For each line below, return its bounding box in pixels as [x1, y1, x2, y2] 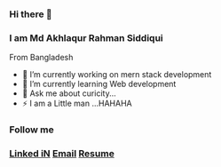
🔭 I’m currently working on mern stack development [21, 69, 212, 80]
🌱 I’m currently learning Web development [21, 79, 177, 90]
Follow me [9, 123, 55, 136]
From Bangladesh [9, 52, 74, 63]
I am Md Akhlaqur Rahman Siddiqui [9, 31, 164, 44]
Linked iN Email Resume [9, 147, 115, 160]
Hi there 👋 [9, 8, 53, 20]
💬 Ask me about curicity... [21, 88, 117, 99]
